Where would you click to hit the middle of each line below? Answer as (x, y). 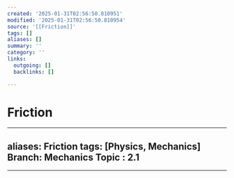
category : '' (26, 53)
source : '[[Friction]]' (42, 26)
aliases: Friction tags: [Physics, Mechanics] (104, 146)
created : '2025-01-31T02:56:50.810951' (65, 14)
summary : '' (24, 46)
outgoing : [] (32, 65)
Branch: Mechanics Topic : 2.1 (73, 157)
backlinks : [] (34, 72)
